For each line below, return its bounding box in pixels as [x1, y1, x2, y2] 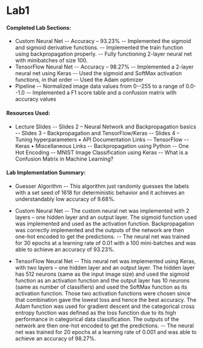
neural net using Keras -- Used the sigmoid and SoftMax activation [15, 70, 182, 77]
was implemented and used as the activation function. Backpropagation [15, 219, 195, 227]
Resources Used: [6, 109, 50, 116]
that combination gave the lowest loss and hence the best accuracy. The [15, 296, 197, 303]
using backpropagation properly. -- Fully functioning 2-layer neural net [15, 50, 192, 58]
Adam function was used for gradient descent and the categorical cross [15, 303, 195, 310]
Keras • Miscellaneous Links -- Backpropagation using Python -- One [15, 142, 189, 149]
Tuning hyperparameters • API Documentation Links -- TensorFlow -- [15, 136, 189, 143]
